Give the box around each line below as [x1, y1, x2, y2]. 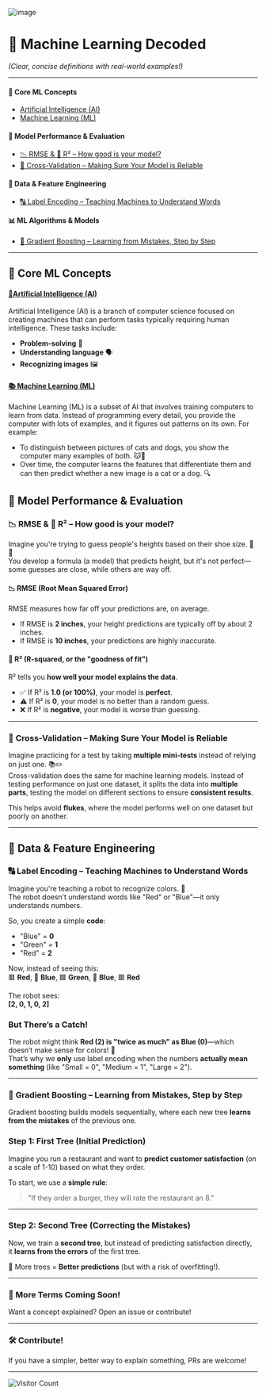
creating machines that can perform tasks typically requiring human [8, 315, 230, 324]
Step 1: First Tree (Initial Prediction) [8, 1136, 146, 1147]
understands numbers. [8, 900, 82, 910]
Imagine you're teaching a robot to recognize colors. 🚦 [8, 883, 186, 893]
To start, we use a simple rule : [8, 1178, 108, 1187]
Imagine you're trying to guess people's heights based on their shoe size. [8, 539, 248, 549]
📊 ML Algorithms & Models [8, 216, 100, 225]
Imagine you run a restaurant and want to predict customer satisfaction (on [8, 1154, 257, 1163]
